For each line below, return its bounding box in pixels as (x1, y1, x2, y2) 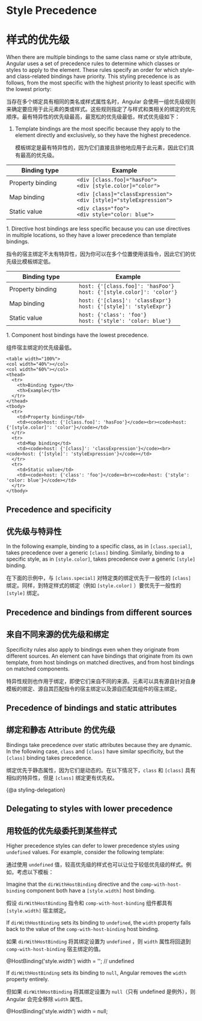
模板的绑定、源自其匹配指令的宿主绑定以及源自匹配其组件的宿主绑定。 (6, 685, 180, 692)
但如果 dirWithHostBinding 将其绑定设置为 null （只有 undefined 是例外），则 (6, 988, 196, 995)
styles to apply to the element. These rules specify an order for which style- (6, 66, 195, 74)
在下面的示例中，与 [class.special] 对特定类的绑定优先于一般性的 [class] (6, 574, 191, 582)
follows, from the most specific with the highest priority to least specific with (6, 79, 196, 86)
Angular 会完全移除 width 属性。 (6, 995, 86, 1002)
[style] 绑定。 (6, 590, 43, 597)
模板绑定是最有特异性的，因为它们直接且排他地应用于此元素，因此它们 (14, 144, 189, 151)
